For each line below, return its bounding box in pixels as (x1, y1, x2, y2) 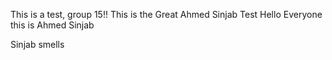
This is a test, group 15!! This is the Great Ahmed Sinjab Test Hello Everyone (10, 9, 323, 20)
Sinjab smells (10, 39, 65, 50)
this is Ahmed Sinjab (10, 19, 95, 31)
